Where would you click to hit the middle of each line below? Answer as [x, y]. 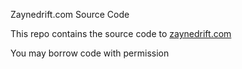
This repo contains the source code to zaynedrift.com [121, 33]
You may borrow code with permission [90, 53]
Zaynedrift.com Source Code [70, 14]
